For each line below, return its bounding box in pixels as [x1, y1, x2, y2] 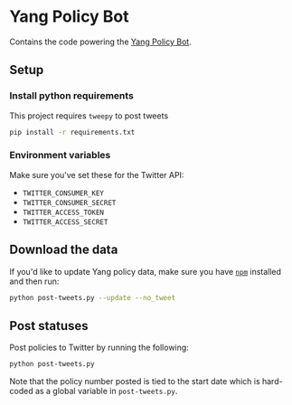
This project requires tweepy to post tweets [9, 110, 169, 121]
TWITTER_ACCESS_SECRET [22, 217, 108, 227]
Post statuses [9, 318, 89, 334]
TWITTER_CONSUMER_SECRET [22, 198, 117, 207]
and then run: [9, 276, 60, 287]
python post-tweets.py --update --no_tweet [9, 293, 176, 302]
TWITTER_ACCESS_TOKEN [22, 208, 104, 217]
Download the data [9, 242, 118, 258]
